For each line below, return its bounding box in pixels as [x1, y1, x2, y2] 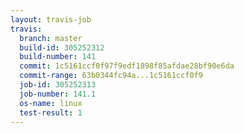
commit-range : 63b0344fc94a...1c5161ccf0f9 [19, 71, 203, 81]
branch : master [19, 33, 83, 43]
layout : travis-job [10, 14, 92, 25]
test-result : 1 [19, 107, 83, 118]
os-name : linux [19, 98, 83, 108]
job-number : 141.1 [19, 89, 97, 99]
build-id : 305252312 [19, 42, 105, 53]
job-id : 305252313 [19, 80, 97, 90]
